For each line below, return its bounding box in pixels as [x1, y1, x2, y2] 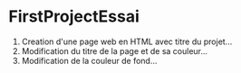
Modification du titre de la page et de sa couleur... [21, 45, 208, 56]
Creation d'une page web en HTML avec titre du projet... [21, 36, 233, 47]
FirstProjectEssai [8, 6, 140, 27]
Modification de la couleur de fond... [21, 55, 158, 66]
